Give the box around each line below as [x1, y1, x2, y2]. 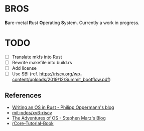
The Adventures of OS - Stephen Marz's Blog [12, 115, 106, 121]
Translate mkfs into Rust [12, 54, 62, 60]
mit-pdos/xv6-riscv [12, 109, 52, 115]
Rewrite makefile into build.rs [12, 59, 72, 65]
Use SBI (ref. [12, 71, 39, 77]
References [5, 91, 42, 99]
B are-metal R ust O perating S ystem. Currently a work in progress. [5, 20, 140, 26]
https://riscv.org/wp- [39, 71, 82, 77]
